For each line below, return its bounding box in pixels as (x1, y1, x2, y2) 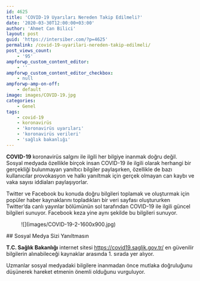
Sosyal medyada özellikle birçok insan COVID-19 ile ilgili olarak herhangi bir (6, 159, 192, 166)
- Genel (17, 103, 36, 109)
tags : (6, 109, 20, 115)
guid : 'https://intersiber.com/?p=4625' (6, 36, 109, 42)
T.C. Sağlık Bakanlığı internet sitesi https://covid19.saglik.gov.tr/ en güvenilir (6, 243, 194, 251)
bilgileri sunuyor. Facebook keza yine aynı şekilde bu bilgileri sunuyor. (6, 209, 178, 216)
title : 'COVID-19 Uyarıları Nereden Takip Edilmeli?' (6, 14, 143, 20)
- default (17, 87, 42, 93)
